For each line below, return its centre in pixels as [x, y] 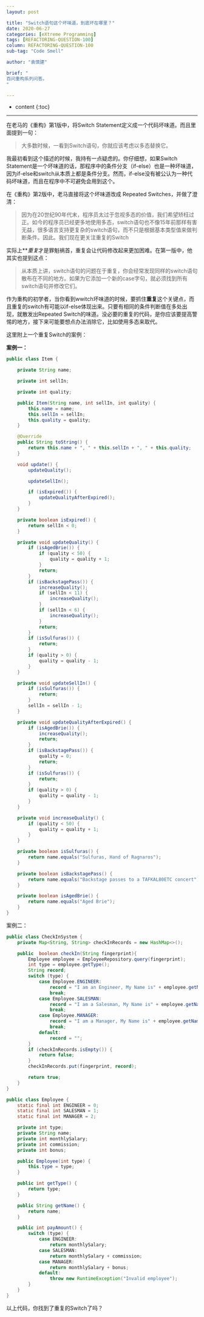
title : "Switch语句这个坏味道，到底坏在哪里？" [61, 23]
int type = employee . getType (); [69, 965]
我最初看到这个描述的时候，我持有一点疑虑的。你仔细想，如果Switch [92, 159]
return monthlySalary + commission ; [96, 1256]
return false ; [56, 1055]
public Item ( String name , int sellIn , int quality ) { [87, 403]
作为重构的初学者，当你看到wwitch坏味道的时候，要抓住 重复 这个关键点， [98, 299]
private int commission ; [49, 1144]
